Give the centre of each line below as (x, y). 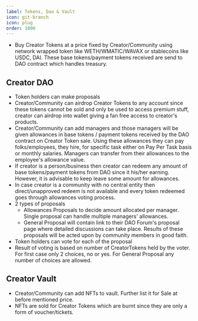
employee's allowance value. (50, 160)
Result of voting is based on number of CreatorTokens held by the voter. (102, 248)
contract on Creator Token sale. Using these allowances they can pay (99, 141)
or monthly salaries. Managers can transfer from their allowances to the (102, 153)
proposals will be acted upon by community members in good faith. (106, 235)
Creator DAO (30, 83)
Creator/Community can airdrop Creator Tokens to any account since (99, 103)
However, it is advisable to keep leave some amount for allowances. (97, 179)
